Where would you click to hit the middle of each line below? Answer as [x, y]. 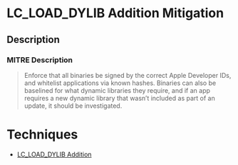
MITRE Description [40, 60]
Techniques [42, 135]
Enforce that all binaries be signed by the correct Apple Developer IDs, [128, 75]
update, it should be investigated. [73, 106]
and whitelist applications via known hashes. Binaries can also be [120, 83]
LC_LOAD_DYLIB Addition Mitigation [115, 13]
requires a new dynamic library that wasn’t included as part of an [119, 98]
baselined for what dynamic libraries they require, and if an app [117, 90]
